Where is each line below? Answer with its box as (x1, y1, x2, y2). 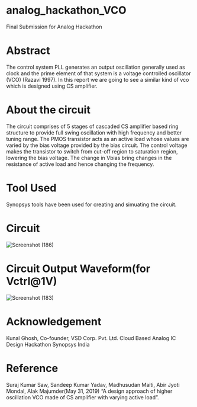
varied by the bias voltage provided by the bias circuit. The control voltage (6, 142, 188, 149)
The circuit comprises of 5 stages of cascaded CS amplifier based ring (6, 123, 179, 130)
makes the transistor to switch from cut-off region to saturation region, (6, 148, 179, 155)
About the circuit (6, 103, 91, 117)
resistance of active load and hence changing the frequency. (6, 161, 154, 168)
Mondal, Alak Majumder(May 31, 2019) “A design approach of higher (6, 387, 173, 395)
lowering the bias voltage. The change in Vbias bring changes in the (6, 154, 172, 161)
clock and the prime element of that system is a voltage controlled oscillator (6, 69, 191, 77)
